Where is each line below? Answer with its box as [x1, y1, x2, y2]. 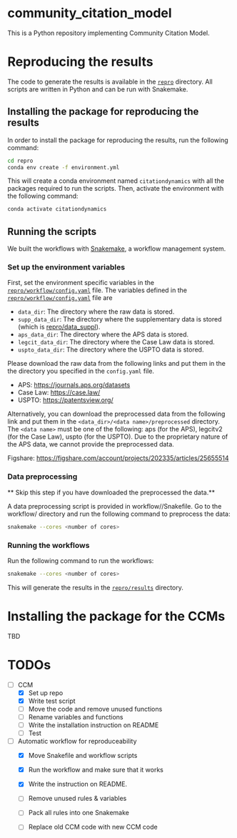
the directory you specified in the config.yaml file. [7, 366, 155, 376]
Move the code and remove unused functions [28, 704, 163, 713]
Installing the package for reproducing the [7, 106, 199, 118]
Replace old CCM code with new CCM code [28, 823, 158, 832]
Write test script [28, 697, 76, 705]
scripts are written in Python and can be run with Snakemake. [7, 84, 188, 94]
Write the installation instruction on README [28, 720, 159, 729]
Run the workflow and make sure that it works [28, 766, 164, 774]
